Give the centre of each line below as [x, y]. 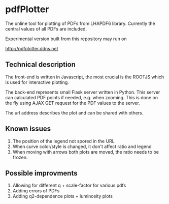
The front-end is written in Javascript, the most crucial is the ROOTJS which [84, 77]
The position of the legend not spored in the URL [64, 141]
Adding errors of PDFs [36, 191]
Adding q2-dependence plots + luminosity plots [63, 196]
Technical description [41, 65]
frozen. [20, 157]
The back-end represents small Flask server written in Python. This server [83, 92]
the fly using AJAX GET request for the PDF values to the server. [73, 103]
